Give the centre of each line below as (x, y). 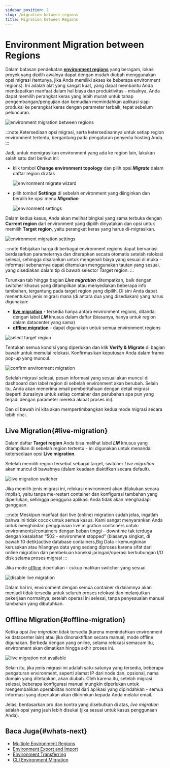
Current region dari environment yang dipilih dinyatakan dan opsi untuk (80, 223)
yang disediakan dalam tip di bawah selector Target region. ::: (70, 270)
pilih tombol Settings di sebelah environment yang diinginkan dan (81, 193)
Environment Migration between (75, 44)
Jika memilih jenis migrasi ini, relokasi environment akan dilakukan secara (82, 489)
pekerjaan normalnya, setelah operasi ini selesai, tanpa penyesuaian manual (85, 598)
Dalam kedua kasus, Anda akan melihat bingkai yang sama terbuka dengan (84, 218)
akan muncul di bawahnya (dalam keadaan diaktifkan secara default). (78, 469)
